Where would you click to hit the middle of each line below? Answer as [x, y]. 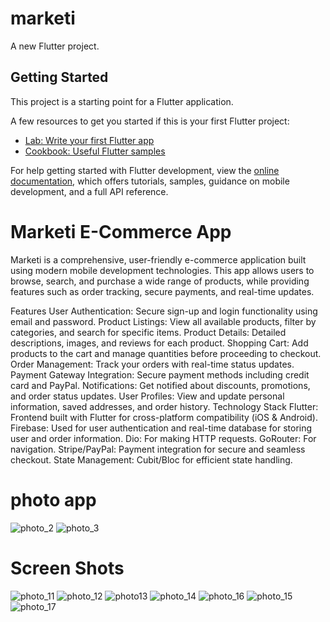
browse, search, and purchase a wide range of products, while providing [160, 281]
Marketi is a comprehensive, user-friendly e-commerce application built [158, 259]
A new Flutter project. [55, 46]
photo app [53, 499]
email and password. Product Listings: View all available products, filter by [163, 321]
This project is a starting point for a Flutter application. [122, 101]
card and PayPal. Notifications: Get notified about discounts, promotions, [160, 385]
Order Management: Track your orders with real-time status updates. [152, 364]
